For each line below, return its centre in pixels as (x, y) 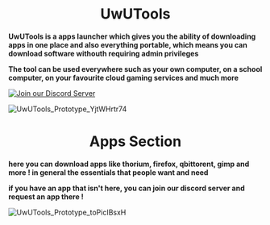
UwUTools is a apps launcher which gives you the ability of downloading (132, 36)
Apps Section (135, 142)
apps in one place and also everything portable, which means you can (128, 44)
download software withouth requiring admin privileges (104, 53)
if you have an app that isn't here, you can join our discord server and (127, 188)
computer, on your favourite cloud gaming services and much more (124, 77)
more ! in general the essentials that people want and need (108, 172)
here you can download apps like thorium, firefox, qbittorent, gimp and (129, 164)
